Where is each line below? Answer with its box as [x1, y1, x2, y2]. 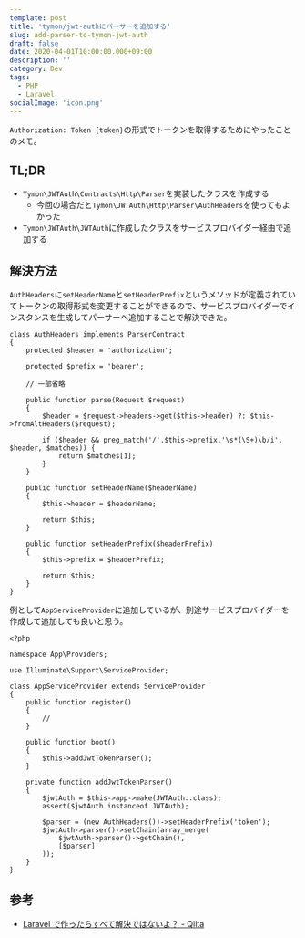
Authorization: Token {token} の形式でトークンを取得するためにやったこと [9, 124, 291, 135]
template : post [9, 13, 67, 23]
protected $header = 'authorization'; [25, 346, 173, 355]
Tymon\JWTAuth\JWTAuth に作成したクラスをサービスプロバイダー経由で [22, 223, 284, 234]
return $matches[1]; [57, 452, 137, 461]
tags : [9, 73, 30, 82]
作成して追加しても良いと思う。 [9, 616, 128, 626]
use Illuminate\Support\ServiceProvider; [9, 666, 169, 675]
